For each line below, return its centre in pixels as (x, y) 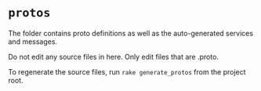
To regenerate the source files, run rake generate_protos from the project (127, 71)
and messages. (33, 42)
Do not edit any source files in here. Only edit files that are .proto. (114, 56)
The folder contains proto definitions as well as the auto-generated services (130, 33)
